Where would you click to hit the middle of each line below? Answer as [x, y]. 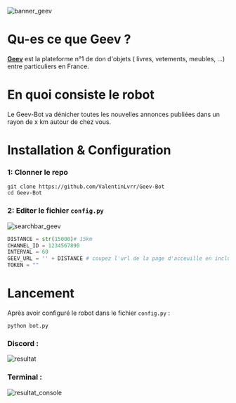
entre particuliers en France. [48, 66]
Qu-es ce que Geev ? [69, 39]
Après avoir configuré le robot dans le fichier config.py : [89, 313]
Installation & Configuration [89, 150]
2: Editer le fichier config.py [55, 211]
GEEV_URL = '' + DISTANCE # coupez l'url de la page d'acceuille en [110, 259]
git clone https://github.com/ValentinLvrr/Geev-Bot [86, 187]
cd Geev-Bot [25, 193]
